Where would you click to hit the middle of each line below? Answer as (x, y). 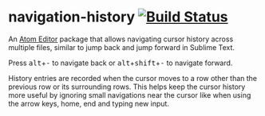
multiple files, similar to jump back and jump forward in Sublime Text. (122, 47)
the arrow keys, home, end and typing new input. (89, 103)
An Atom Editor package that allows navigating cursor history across (121, 39)
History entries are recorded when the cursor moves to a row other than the (133, 78)
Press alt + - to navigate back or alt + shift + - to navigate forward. (121, 63)
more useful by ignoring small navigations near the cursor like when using (130, 95)
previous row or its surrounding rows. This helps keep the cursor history (127, 87)
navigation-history (72, 17)
